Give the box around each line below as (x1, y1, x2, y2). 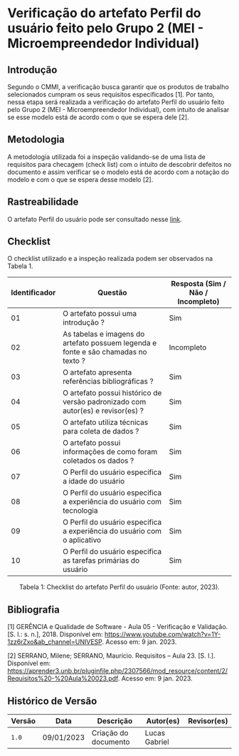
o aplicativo (63, 535, 102, 545)
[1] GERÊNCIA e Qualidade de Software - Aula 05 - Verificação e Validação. (7, 623, 228, 631)
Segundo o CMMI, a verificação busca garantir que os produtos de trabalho (7, 83, 229, 91)
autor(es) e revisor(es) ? (63, 406, 144, 416)
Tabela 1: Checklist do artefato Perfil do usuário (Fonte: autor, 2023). (18, 583, 221, 591)
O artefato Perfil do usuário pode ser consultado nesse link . (7, 215, 183, 223)
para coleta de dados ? (63, 426, 139, 436)
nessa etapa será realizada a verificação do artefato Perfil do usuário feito (7, 98, 225, 106)
